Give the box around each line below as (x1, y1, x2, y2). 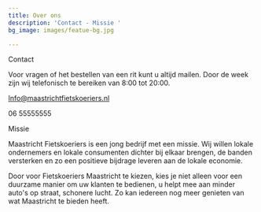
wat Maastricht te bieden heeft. (8, 196, 110, 206)
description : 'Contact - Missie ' (8, 19, 122, 27)
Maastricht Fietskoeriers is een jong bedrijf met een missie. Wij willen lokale (8, 139, 254, 149)
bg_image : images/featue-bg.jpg (8, 26, 114, 34)
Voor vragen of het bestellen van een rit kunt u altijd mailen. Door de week (8, 70, 249, 80)
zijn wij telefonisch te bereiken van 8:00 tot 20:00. (8, 78, 171, 87)
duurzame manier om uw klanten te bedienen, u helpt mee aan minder (8, 180, 236, 189)
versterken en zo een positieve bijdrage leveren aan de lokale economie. (8, 156, 243, 166)
